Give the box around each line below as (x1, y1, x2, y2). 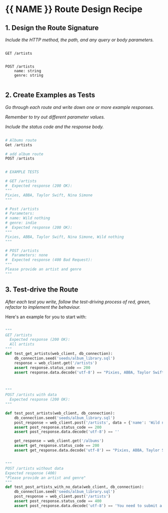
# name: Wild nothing (5, 216, 50, 221)
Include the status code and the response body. (5, 123, 104, 130)
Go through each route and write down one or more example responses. (5, 104, 154, 110)
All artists (9, 342, 35, 347)
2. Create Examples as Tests (5, 91, 95, 99)
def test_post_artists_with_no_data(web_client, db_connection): (5, 484, 144, 490)
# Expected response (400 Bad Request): (5, 258, 93, 263)
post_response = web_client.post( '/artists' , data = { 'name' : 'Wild (14, 420, 160, 425)
